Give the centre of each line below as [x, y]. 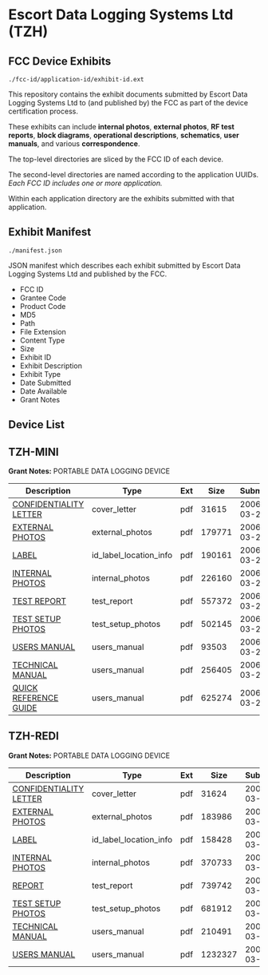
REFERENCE [35, 698]
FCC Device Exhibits [60, 61]
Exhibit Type [40, 374]
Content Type [42, 340]
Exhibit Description [51, 366]
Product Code [43, 306]
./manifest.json [35, 250]
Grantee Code [43, 298]
